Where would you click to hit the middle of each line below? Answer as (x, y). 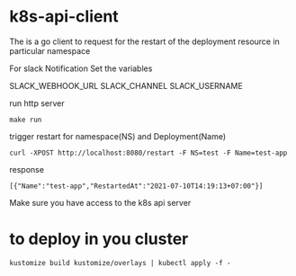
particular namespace (50, 50)
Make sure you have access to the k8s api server (100, 202)
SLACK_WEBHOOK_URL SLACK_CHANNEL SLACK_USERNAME (126, 85)
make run (26, 120)
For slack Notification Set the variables (81, 68)
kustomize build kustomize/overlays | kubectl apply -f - (120, 263)
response (27, 169)
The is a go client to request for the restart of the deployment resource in (145, 41)
